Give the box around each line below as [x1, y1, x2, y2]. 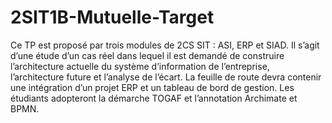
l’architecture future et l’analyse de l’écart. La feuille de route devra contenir [10, 71, 322, 83]
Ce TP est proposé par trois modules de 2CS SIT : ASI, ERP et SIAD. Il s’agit [10, 39, 320, 51]
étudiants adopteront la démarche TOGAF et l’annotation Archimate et [10, 92, 298, 104]
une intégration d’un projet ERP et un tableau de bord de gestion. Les [10, 81, 295, 93]
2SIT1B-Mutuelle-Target [10, 6, 215, 29]
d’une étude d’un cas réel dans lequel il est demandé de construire [10, 49, 285, 61]
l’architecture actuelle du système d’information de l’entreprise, [10, 60, 270, 72]
